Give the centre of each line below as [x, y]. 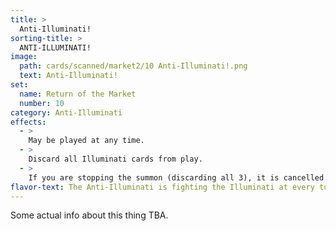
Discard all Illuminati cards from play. [115, 159]
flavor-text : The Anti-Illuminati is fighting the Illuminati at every [162, 187]
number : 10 [42, 103]
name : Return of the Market [78, 94]
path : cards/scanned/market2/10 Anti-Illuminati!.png [133, 66]
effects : [28, 122]
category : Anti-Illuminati [66, 112]
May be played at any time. [86, 141]
